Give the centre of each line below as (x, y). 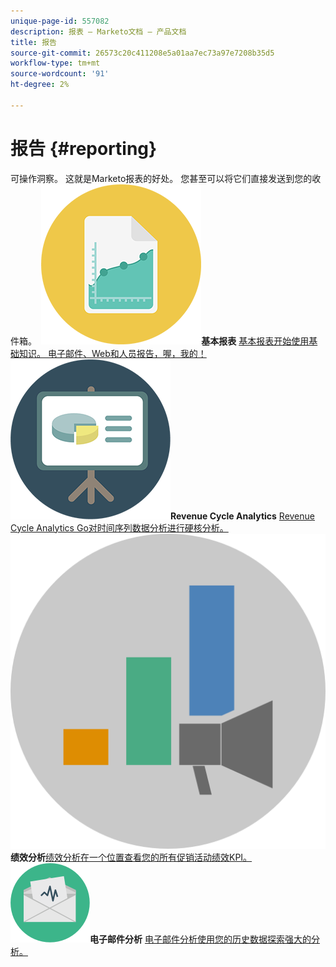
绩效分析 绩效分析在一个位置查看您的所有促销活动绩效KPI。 (131, 857)
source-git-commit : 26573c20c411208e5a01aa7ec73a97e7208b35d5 (142, 53)
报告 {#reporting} (84, 148)
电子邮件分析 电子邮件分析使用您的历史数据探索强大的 (200, 939)
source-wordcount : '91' (60, 74)
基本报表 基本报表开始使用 (255, 341)
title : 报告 (33, 42)
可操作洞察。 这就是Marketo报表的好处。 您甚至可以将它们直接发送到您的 (161, 178)
